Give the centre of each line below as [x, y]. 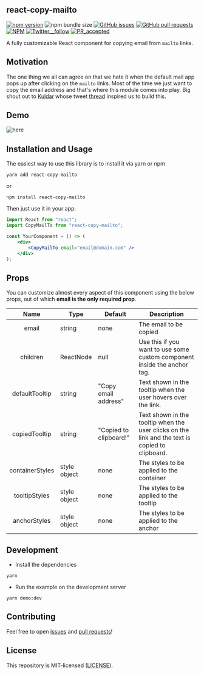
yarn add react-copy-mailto [42, 175]
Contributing [31, 617]
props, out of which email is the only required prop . [71, 299]
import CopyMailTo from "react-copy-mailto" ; [65, 226]
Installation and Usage [49, 149]
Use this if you [159, 342]
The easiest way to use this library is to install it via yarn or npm [86, 164]
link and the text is [165, 438]
